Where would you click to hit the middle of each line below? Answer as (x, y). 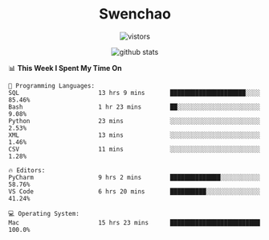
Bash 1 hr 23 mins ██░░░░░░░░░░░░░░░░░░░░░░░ (134, 107)
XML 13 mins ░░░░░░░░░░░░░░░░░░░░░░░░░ (134, 135)
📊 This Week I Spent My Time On (65, 68)
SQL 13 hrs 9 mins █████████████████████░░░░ (134, 93)
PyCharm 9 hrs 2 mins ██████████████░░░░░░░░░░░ (134, 177)
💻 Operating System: (44, 213)
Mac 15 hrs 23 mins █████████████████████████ (134, 222)
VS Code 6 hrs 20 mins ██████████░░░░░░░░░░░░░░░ (134, 191)
